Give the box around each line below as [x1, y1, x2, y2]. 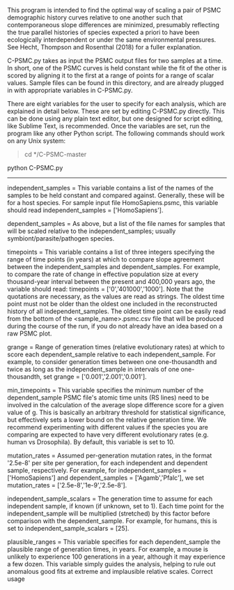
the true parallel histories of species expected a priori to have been [7, 28, 200, 36]
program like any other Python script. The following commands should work [7, 129, 225, 137]
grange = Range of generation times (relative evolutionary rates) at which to [7, 343, 225, 351]
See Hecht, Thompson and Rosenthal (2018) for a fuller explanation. [7, 43, 202, 51]
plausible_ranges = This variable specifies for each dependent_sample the [7, 538, 221, 546]
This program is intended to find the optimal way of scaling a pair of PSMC [7, 6, 221, 14]
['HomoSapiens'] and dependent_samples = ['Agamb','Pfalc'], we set [7, 474, 204, 482]
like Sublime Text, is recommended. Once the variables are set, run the [7, 122, 210, 130]
